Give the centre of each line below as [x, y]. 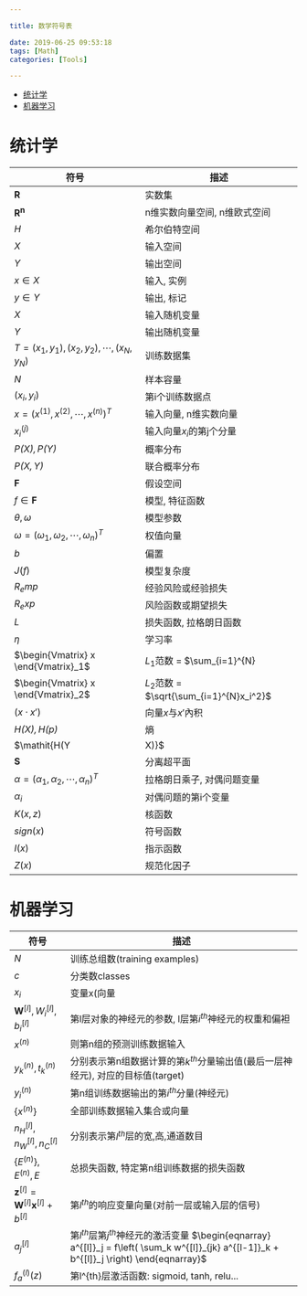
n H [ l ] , [25, 1128]
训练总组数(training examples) [134, 959]
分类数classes [100, 976]
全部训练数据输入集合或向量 [130, 1111]
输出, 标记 [166, 298]
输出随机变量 [173, 333]
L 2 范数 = [164, 684]
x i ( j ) [21, 431]
